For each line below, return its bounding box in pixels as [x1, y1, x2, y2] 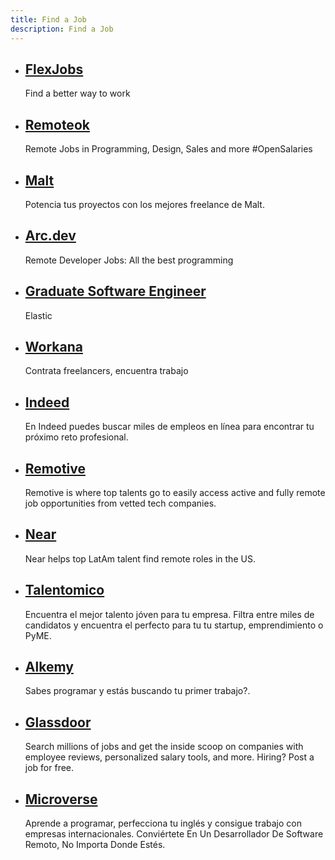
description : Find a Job [10, 24, 114, 34]
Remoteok [24, 116, 90, 133]
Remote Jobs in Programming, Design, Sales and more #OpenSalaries [24, 143, 313, 155]
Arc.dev [24, 227, 77, 245]
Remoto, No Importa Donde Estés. [24, 839, 166, 851]
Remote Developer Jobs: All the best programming [24, 254, 234, 266]
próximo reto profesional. [24, 431, 129, 443]
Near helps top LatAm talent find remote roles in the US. [24, 552, 256, 565]
